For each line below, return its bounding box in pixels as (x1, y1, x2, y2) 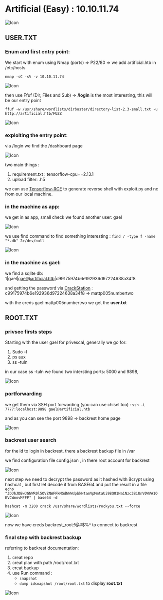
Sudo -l (12, 349, 27, 355)
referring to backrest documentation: (5, 545, 79, 551)
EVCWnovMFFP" (5, 495, 32, 500)
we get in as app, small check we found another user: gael (5, 214, 122, 220)
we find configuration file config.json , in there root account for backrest (5, 457, 150, 463)
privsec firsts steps (5, 328, 52, 335)
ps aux (12, 354, 26, 360)
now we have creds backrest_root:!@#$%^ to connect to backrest (5, 521, 138, 528)
